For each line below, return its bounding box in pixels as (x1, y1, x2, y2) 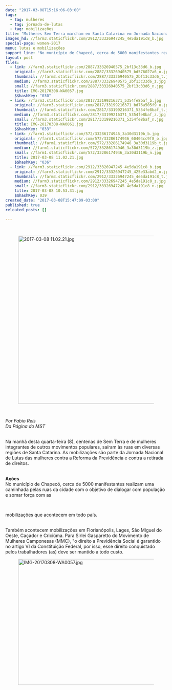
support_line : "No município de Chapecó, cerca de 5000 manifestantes (5, 50, 159, 55)
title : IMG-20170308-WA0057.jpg (14, 88, 83, 94)
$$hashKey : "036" (14, 160, 52, 165)
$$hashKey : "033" (14, 126, 52, 131)
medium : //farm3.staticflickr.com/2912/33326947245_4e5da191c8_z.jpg (14, 179, 166, 184)
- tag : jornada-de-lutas (10, 21, 63, 27)
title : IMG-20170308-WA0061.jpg (14, 121, 83, 127)
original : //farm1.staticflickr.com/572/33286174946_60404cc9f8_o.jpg (14, 136, 168, 141)
